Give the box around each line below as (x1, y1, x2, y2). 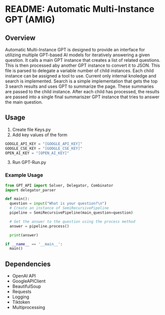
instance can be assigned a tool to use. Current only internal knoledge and (5, 73, 157, 79)
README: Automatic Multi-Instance (5, 3, 155, 15)
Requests (12, 289, 32, 295)
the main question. (5, 99, 43, 105)
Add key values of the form (12, 132, 67, 138)
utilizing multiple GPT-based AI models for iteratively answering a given (5, 52, 150, 58)
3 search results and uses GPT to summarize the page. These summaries (5, 83, 154, 89)
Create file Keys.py (12, 126, 51, 132)
